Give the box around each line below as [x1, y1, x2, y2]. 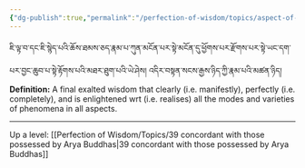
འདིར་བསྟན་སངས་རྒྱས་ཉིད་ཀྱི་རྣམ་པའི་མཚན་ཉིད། [148, 64, 283, 75]
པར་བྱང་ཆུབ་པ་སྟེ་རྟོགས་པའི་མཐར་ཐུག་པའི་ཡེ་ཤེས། [9, 64, 147, 75]
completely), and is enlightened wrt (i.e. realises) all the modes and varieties [9, 93, 295, 104]
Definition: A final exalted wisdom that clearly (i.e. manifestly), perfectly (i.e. [9, 84, 296, 94]
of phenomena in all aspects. [9, 103, 118, 114]
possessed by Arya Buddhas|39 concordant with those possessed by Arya [9, 138, 290, 150]
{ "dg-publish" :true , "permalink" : [9, 13, 136, 23]
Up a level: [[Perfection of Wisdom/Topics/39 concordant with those [9, 129, 265, 140]
